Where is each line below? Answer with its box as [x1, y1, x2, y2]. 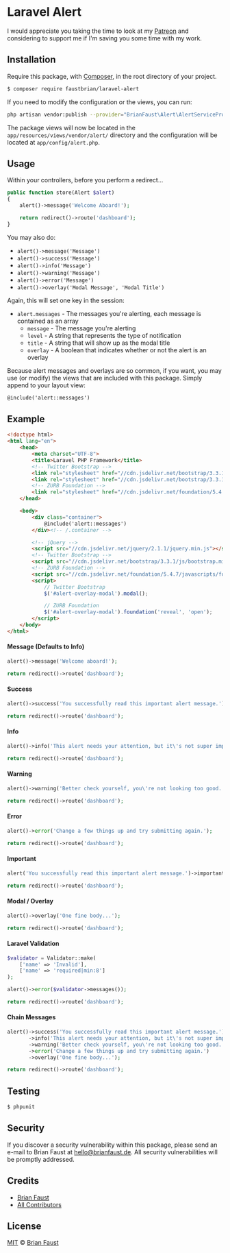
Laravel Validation [7, 940, 60, 948]
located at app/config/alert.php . [7, 138, 101, 146]
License [7, 1221, 42, 1232]
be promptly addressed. [7, 1155, 75, 1163]
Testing [7, 1085, 40, 1097]
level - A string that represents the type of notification [27, 331, 181, 339]
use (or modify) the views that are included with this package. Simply [7, 374, 203, 382]
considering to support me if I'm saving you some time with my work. [7, 34, 202, 42]
